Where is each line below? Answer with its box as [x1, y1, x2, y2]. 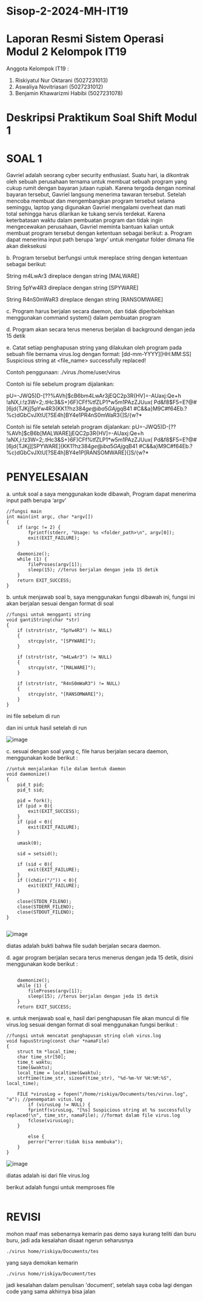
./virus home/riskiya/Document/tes [6, 1271, 96, 1277]
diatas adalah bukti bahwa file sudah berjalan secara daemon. [6, 942, 161, 950]
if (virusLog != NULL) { [28, 1102, 91, 1108]
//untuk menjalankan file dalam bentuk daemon [6, 766, 126, 772]
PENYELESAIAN [6, 470, 88, 484]
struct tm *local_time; [17, 1049, 78, 1055]
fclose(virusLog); [28, 1118, 75, 1124]
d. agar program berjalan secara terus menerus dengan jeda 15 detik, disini [6, 954, 194, 961]
